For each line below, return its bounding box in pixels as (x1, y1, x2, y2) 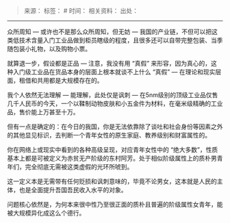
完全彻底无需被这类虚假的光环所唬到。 (25, 163, 133, 170)
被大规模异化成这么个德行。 (7, 209, 86, 217)
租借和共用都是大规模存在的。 (18, 77, 103, 84)
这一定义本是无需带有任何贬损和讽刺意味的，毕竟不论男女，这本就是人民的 (7, 177, 217, 185)
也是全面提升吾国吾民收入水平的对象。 (18, 186, 127, 194)
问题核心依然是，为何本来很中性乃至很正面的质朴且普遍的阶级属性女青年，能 (7, 200, 223, 208)
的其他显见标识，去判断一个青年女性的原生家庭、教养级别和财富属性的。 (7, 131, 211, 139)
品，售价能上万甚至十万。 (7, 108, 79, 116)
